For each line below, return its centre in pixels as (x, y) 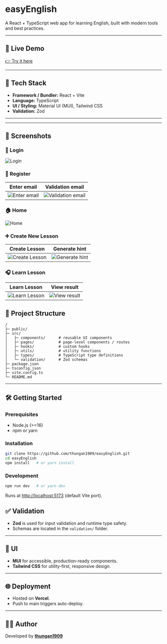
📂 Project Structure (35, 313)
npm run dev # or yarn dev (35, 486)
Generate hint (70, 249)
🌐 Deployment (28, 586)
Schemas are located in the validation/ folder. (60, 528)
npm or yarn (25, 430)
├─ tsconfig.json (23, 369)
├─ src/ (13, 334)
